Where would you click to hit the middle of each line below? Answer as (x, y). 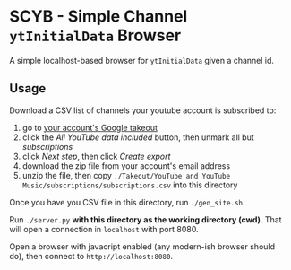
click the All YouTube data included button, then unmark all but (138, 137)
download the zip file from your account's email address (126, 165)
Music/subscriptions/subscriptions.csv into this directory (130, 185)
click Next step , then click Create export (96, 156)
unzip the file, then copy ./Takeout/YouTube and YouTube (126, 175)
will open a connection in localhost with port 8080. (104, 229)
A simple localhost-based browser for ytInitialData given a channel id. (142, 60)
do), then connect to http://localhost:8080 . (91, 256)
